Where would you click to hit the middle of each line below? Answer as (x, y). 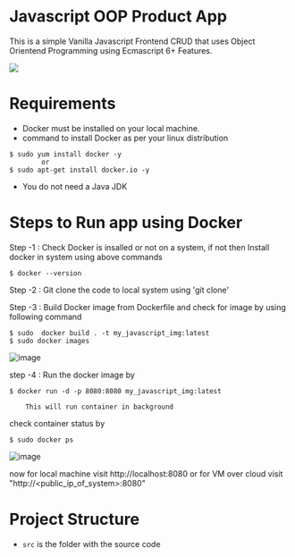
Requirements (63, 104)
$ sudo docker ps (42, 440)
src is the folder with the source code (91, 544)
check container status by (57, 423)
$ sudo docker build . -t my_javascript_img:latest (110, 333)
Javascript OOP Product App (118, 17)
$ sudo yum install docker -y (66, 154)
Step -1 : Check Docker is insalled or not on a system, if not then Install (139, 247)
